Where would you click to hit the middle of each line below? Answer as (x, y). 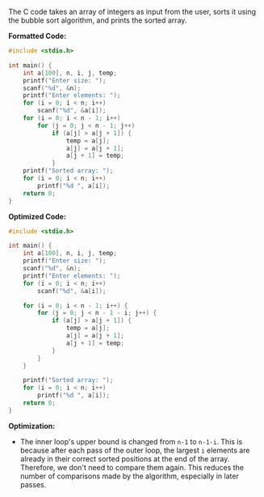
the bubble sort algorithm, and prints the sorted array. (98, 20)
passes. (33, 484)
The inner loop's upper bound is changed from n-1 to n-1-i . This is (131, 441)
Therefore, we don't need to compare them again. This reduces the (132, 467)
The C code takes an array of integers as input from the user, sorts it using (132, 12)
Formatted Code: (38, 36)
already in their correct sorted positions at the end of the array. (125, 459)
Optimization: (32, 426)
